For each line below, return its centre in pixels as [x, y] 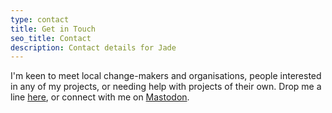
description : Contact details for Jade [93, 47]
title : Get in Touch [53, 29]
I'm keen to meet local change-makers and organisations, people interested [166, 76]
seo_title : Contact [51, 38]
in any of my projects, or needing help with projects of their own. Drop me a [166, 87]
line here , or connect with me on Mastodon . [100, 97]
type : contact [40, 19]
